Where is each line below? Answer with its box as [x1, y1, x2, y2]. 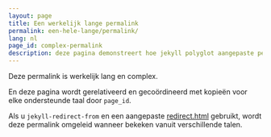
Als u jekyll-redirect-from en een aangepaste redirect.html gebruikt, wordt [8, 111, 262, 121]
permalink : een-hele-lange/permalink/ [8, 27, 139, 35]
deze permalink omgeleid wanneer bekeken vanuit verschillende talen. [8, 120, 243, 129]
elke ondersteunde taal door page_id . [8, 96, 131, 105]
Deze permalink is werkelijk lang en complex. [8, 72, 159, 81]
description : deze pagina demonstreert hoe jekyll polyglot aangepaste [8, 49, 254, 57]
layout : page [8, 11, 52, 20]
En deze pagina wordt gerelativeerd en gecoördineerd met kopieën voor [8, 87, 248, 97]
